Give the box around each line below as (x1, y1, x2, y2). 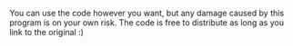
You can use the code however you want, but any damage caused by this (9, 8, 285, 18)
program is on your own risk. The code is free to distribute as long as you (9, 17, 285, 28)
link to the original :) (9, 27, 85, 37)
